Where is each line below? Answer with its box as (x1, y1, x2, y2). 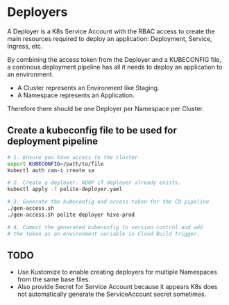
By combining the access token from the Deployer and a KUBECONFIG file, (7, 55, 222, 63)
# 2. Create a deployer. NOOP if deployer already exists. (7, 179, 182, 186)
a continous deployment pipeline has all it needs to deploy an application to (7, 63, 223, 71)
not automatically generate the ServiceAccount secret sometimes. (17, 290, 207, 299)
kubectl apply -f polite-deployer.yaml (7, 186, 123, 193)
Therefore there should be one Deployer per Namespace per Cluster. (7, 104, 205, 113)
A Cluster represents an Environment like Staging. (17, 83, 160, 92)
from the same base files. (17, 275, 90, 283)
